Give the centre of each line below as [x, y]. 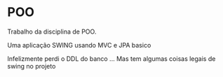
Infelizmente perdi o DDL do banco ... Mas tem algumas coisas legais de [111, 58]
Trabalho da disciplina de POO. [52, 31]
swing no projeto [32, 66]
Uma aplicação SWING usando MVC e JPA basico [79, 45]
